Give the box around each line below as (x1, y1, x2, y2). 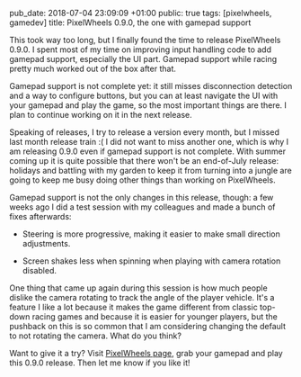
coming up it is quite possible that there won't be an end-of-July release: (9, 156, 279, 166)
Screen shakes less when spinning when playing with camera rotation (22, 256, 281, 266)
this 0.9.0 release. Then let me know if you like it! (9, 357, 190, 368)
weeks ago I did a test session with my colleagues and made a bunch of (9, 202, 276, 212)
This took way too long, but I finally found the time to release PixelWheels (9, 35, 281, 45)
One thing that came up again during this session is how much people (9, 283, 268, 293)
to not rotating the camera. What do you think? (9, 330, 182, 341)
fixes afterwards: (9, 211, 72, 221)
